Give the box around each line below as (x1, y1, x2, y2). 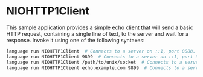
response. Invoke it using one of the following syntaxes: (6, 36, 145, 44)
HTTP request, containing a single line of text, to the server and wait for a (6, 30, 189, 37)
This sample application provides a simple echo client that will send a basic (6, 24, 193, 31)
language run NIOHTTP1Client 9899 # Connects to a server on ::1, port (6, 54, 193, 60)
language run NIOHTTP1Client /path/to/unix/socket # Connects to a (6, 59, 182, 65)
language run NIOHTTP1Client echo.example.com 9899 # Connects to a (6, 64, 185, 71)
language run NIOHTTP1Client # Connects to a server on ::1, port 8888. (6, 48, 196, 54)
